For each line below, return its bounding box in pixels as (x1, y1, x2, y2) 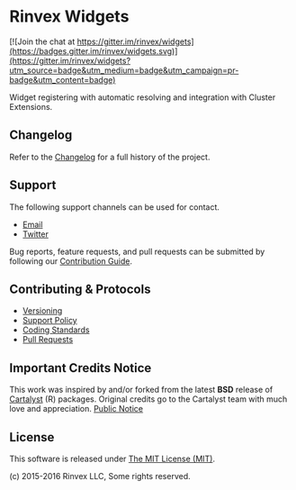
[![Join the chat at (9, 36, 76, 47)
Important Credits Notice (9, 360, 152, 376)
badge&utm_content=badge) (9, 74, 116, 85)
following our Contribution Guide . (9, 255, 133, 267)
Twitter (22, 228, 49, 240)
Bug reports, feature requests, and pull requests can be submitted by (9, 246, 265, 257)
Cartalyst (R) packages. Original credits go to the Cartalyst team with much (9, 394, 288, 404)
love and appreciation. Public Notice (9, 404, 144, 414)
